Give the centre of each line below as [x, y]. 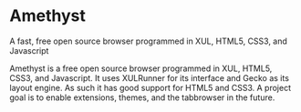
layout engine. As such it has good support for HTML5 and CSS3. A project [150, 87]
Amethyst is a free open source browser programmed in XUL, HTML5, [141, 68]
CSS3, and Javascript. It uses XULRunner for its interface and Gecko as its [150, 77]
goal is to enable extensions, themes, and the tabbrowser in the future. [142, 97]
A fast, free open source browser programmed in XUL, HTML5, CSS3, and [148, 41]
